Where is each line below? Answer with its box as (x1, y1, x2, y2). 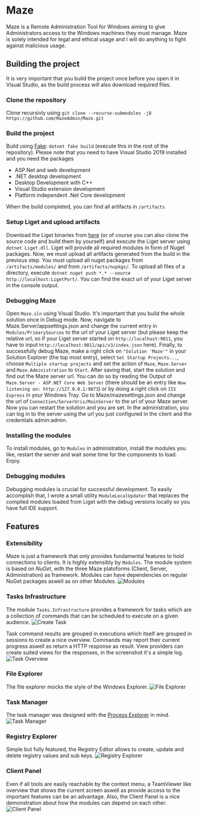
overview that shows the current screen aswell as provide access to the (6, 787, 181, 794)
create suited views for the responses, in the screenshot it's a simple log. (6, 648, 184, 656)
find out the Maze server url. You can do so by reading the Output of (6, 372, 173, 379)
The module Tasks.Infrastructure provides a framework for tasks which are (6, 606, 192, 613)
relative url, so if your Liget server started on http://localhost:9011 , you (6, 335, 183, 342)
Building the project (6, 59, 80, 69)
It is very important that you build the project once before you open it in (6, 74, 180, 82)
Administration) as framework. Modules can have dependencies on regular (6, 572, 188, 579)
